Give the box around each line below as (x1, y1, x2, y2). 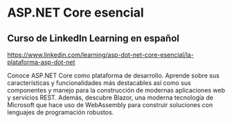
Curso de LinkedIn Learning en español (7, 32, 180, 44)
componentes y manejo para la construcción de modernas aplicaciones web (7, 86, 226, 94)
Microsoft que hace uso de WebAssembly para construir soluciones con (7, 101, 213, 108)
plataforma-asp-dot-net (7, 58, 75, 66)
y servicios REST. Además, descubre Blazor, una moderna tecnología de (7, 93, 213, 102)
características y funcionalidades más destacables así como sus (7, 79, 192, 87)
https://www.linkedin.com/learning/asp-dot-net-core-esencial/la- (7, 50, 194, 59)
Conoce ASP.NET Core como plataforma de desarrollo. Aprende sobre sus (7, 71, 220, 79)
